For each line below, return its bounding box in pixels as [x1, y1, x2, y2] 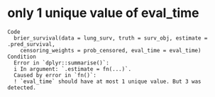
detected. [7, 84, 37, 91]
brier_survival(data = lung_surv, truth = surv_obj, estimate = [13, 34, 208, 42]
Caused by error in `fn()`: [13, 72, 97, 79]
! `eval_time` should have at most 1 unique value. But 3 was [13, 78, 202, 85]
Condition [7, 53, 37, 60]
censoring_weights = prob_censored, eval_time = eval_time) [20, 47, 202, 54]
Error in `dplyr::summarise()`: [13, 59, 110, 67]
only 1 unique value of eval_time [7, 5, 200, 21]
